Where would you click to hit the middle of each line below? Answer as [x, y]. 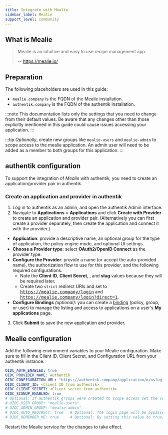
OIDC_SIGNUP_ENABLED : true [33, 394]
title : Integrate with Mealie [37, 10]
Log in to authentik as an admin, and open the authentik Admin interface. [87, 207]
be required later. [37, 281]
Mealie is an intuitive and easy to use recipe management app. [82, 52]
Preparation [24, 77]
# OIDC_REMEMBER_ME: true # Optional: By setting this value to [78, 417]
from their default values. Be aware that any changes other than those [77, 119]
